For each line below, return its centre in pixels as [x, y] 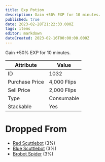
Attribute [26, 65]
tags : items [18, 29]
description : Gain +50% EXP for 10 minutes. [53, 15]
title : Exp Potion [25, 10]
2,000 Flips [63, 90]
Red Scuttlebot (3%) [34, 143]
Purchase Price [26, 82]
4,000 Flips [63, 82]
